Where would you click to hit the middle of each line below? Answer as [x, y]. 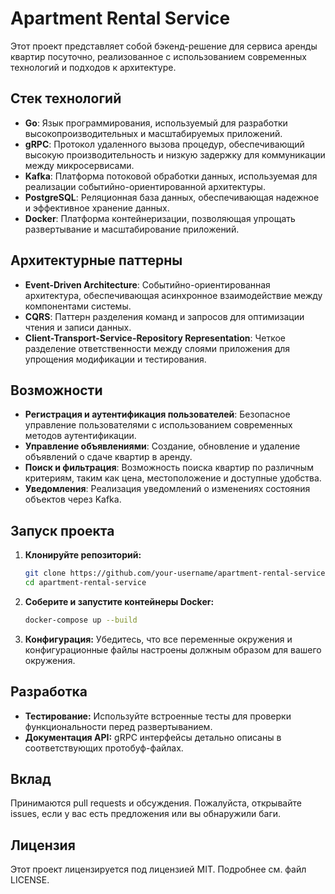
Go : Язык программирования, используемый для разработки [156, 123]
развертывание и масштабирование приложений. [132, 229]
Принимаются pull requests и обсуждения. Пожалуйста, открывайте [156, 803]
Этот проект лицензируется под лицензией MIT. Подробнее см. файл [158, 869]
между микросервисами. [79, 165]
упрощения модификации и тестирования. [115, 359]
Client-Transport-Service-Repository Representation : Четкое [155, 338]
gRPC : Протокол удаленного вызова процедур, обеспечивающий [164, 144]
